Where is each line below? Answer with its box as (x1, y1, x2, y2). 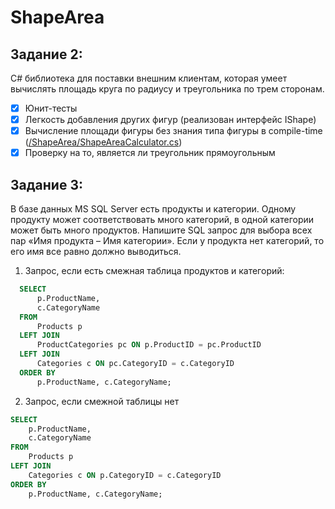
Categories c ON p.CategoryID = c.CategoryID (28, 470, 222, 480)
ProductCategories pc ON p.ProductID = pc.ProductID (36, 340, 262, 350)
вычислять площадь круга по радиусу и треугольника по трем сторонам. (10, 83, 325, 95)
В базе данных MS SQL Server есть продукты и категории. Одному (10, 203, 297, 215)
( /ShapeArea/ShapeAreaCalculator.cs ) (24, 136, 183, 148)
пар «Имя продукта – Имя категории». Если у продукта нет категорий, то (10, 235, 325, 247)
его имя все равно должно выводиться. (10, 246, 182, 258)
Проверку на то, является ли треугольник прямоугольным (24, 147, 276, 159)
